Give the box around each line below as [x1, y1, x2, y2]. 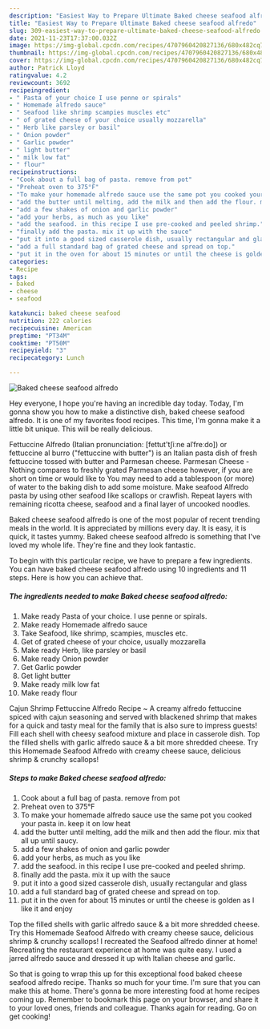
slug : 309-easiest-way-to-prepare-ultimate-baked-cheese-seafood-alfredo [9, 26, 261, 34]
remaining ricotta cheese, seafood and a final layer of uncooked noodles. [9, 499, 251, 509]
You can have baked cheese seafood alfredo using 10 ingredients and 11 [9, 564, 247, 574]
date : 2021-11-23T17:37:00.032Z [9, 34, 117, 42]
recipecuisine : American [9, 324, 92, 333]
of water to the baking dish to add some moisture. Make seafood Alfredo [9, 482, 249, 491]
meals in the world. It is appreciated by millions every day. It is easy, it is [9, 523, 247, 533]
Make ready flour [20, 688, 78, 697]
